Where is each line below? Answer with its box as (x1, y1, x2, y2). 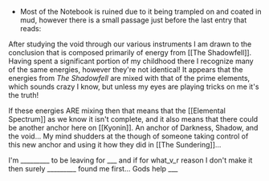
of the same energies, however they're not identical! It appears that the (8, 65, 243, 74)
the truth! (8, 90, 39, 99)
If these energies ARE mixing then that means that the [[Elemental (8, 106, 226, 115)
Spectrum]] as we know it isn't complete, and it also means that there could (8, 115, 259, 123)
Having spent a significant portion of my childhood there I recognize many (8, 56, 255, 66)
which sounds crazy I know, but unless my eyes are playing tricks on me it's (8, 82, 259, 91)
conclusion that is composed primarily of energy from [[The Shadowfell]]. (8, 48, 252, 57)
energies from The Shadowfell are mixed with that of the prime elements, (8, 74, 251, 82)
